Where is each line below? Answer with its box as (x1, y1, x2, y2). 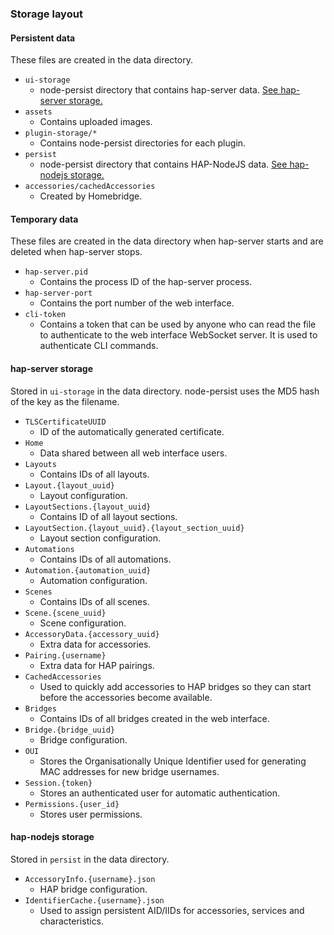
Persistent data (10, 32, 76, 44)
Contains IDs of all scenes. (39, 595, 150, 607)
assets (24, 107, 53, 117)
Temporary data (10, 213, 79, 225)
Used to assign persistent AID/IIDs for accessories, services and (39, 904, 305, 916)
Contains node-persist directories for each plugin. (39, 137, 247, 149)
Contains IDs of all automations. (39, 553, 172, 565)
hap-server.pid (24, 267, 89, 277)
